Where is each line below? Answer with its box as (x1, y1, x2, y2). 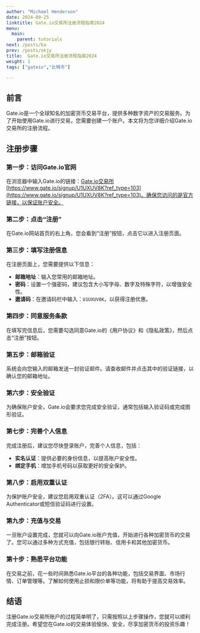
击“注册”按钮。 (6, 334, 43, 341)
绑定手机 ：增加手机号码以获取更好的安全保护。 (14, 462, 130, 469)
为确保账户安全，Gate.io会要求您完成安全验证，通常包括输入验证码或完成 (6, 403, 186, 410)
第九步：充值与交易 (6, 516, 61, 525)
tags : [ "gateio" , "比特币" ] (6, 64, 70, 70)
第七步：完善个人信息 (6, 427, 67, 435)
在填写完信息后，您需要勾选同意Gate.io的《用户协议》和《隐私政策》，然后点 (6, 327, 193, 334)
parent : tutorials (17, 36, 62, 42)
